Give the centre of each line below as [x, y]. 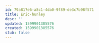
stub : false [17, 33]
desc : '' [14, 19]
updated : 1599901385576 [30, 23]
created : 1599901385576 [30, 28]
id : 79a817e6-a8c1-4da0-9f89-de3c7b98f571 [49, 10]
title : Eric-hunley [25, 14]
